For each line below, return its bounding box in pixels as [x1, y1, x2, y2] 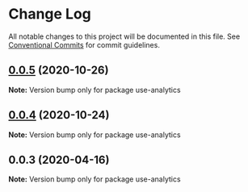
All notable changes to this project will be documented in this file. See [8, 31, 241, 41]
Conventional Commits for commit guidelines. [8, 40, 160, 49]
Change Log [8, 5, 91, 23]
